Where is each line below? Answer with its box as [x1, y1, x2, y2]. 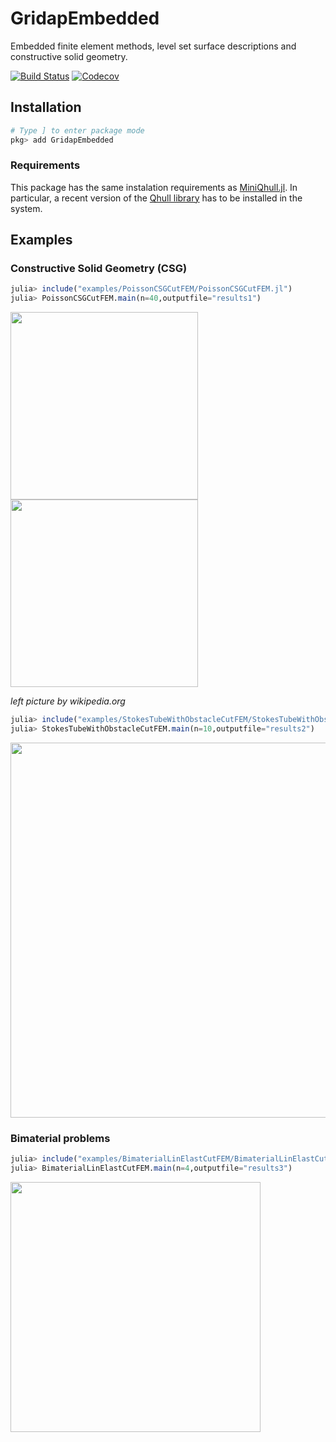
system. [10, 202, 43, 214]
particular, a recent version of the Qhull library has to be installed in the [10, 192, 303, 204]
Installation [10, 99, 82, 116]
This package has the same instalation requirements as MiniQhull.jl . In [10, 181, 298, 193]
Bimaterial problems [10, 1131, 111, 1145]
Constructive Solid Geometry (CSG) [10, 262, 188, 276]
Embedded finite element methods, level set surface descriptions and [10, 40, 297, 52]
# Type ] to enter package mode [10, 125, 145, 136]
